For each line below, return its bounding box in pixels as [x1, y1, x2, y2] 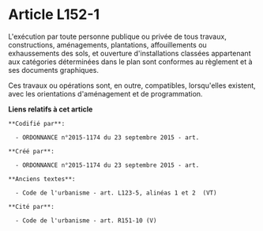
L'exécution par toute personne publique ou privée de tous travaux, [8, 32, 227, 41]
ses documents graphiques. [8, 65, 99, 74]
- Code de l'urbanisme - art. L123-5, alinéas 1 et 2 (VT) [15, 188, 217, 197]
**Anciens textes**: [8, 175, 77, 183]
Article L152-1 [8, 6, 100, 24]
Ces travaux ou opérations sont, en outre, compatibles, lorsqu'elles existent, [8, 81, 257, 90]
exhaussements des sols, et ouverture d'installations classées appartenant [8, 48, 251, 58]
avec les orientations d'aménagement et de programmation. [8, 89, 203, 98]
